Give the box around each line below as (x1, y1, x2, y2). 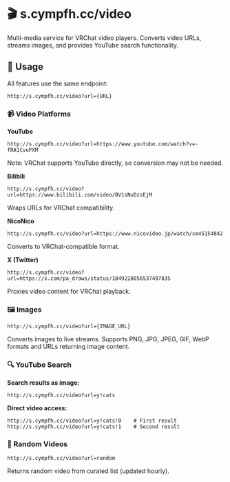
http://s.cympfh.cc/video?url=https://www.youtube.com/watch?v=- (7, 141, 198, 148)
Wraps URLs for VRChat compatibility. (7, 203, 115, 212)
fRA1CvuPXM (7, 147, 39, 154)
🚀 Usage (7, 61, 43, 73)
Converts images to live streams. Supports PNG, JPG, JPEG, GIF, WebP (7, 335, 210, 343)
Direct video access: (7, 403, 67, 412)
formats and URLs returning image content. (7, 343, 130, 351)
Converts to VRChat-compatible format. (7, 243, 120, 251)
